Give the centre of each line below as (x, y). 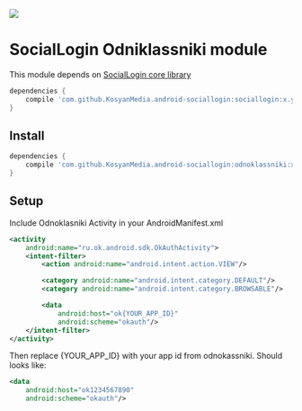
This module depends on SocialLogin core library (100, 74)
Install (27, 135)
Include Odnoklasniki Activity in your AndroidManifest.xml (116, 223)
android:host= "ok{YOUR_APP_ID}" (118, 313)
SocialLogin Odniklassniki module (138, 50)
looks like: (28, 365)
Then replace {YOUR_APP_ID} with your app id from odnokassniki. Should (146, 356)
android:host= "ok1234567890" (80, 390)
